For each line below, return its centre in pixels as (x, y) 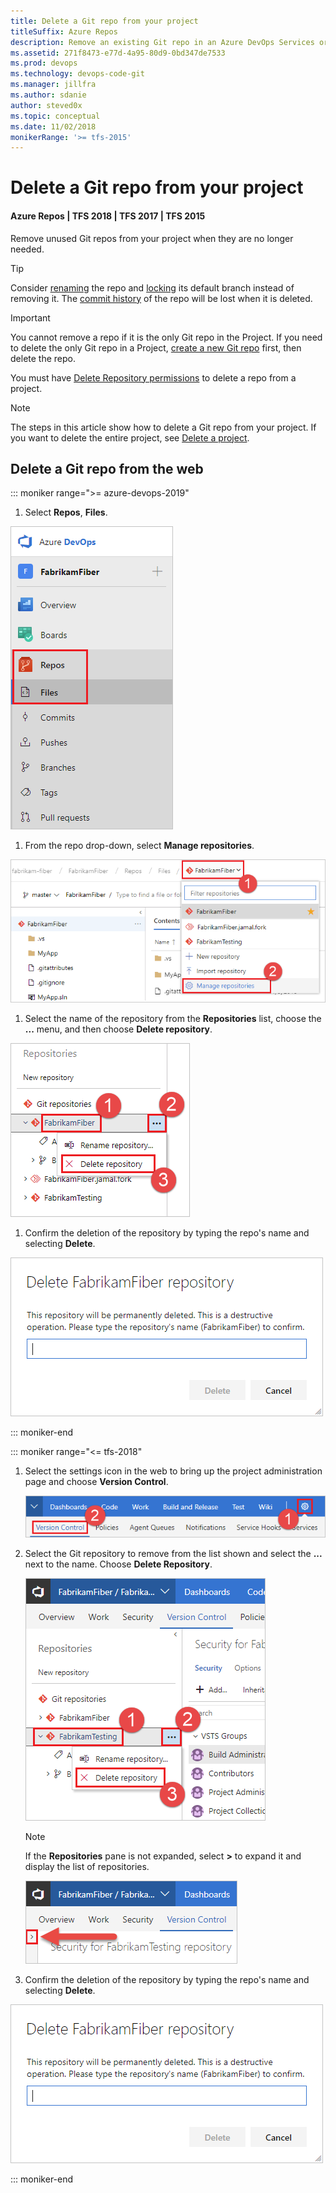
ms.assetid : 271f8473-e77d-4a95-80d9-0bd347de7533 (118, 53)
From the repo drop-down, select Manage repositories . (139, 846)
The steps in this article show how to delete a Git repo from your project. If (163, 427)
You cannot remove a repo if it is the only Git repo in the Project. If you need (166, 337)
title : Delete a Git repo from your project (104, 21)
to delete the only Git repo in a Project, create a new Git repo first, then (156, 347)
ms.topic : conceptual (55, 116)
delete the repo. (43, 358)
